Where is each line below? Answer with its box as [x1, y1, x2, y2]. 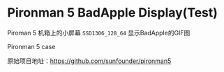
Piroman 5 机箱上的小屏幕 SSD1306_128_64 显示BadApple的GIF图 [7, 28, 191, 37]
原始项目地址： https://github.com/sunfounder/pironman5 [7, 57, 172, 65]
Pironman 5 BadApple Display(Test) [7, 5, 218, 21]
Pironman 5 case [7, 42, 56, 51]
